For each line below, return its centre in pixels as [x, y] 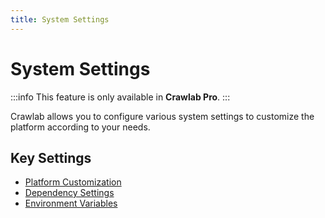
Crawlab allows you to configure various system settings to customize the [162, 116]
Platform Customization [73, 182]
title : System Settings [60, 19]
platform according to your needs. [80, 127]
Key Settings [51, 157]
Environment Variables [71, 203]
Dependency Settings [69, 193]
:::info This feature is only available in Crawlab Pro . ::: [120, 97]
